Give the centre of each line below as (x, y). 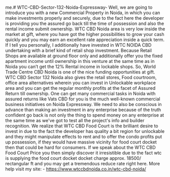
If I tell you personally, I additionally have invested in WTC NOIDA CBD (78, 45)
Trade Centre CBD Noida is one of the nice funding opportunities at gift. (80, 72)
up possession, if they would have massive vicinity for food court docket (81, 142)
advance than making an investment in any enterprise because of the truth (83, 110)
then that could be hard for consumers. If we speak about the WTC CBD (80, 147)
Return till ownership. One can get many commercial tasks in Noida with (80, 94)
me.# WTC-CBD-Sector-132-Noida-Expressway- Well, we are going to (79, 7)
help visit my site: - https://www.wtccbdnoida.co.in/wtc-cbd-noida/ (76, 169)
